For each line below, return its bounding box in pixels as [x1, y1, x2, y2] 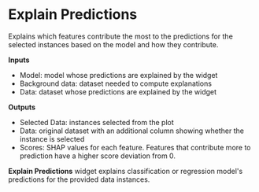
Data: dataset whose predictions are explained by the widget [19, 87, 217, 96]
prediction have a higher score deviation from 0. [19, 151, 176, 161]
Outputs [8, 102, 36, 112]
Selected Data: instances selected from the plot [19, 117, 175, 127]
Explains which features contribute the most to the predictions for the [8, 31, 234, 41]
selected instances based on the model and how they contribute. [8, 39, 219, 49]
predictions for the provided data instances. [8, 175, 150, 184]
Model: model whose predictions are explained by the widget [19, 70, 218, 79]
